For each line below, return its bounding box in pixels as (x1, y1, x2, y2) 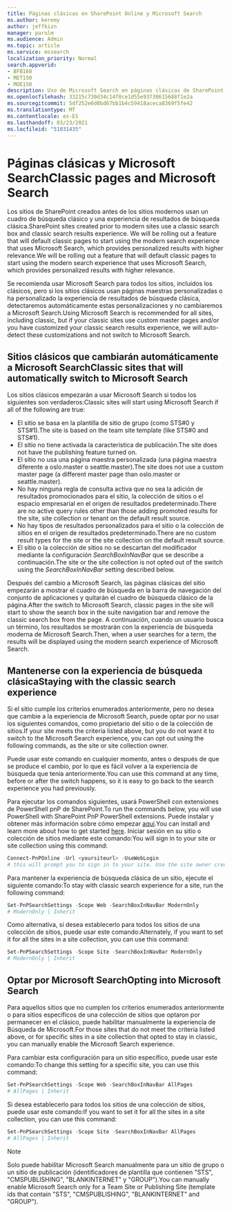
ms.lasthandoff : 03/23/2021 (7, 119, 88, 126)
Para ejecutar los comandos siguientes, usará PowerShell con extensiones (7, 797, 219, 805)
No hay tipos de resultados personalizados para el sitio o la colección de (17, 522, 224, 530)
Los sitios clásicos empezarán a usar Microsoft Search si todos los (7, 391, 197, 399)
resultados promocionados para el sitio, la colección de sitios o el (17, 492, 204, 500)
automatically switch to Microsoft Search (7, 372, 188, 384)
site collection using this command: (7, 841, 108, 850)
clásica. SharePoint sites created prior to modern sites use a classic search (7, 222, 220, 231)
